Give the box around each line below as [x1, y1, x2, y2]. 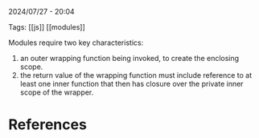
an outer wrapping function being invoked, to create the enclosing [19, 54, 240, 63]
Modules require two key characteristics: [8, 38, 144, 47]
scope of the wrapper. [19, 87, 94, 97]
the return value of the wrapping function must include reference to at [19, 71, 253, 79]
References [8, 116, 87, 134]
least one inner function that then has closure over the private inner [19, 79, 244, 88]
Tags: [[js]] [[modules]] [8, 22, 86, 31]
